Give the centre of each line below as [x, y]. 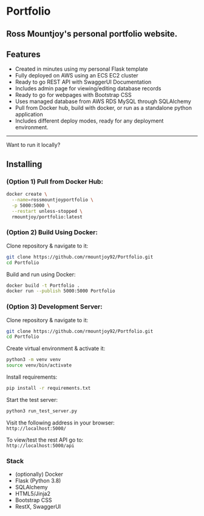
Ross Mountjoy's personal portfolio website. [92, 34]
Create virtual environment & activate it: [56, 348]
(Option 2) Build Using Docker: [52, 232]
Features [23, 54]
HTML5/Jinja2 [32, 494]
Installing [24, 164]
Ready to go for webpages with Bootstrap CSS [73, 95]
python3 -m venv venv [34, 360]
